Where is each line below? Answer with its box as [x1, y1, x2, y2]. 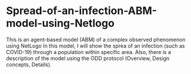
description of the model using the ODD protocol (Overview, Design [6, 55, 170, 62]
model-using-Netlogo [6, 16, 115, 30]
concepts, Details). [6, 60, 52, 68]
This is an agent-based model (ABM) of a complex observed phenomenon [6, 36, 186, 43]
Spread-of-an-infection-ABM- [6, 4, 158, 18]
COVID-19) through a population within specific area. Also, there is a [6, 48, 172, 55]
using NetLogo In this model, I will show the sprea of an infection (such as [6, 42, 185, 49]
